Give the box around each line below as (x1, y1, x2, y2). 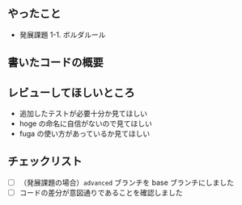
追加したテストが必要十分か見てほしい (19, 109, 147, 119)
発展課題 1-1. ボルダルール (19, 30, 106, 40)
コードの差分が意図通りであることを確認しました (19, 187, 183, 197)
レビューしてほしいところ (7, 86, 135, 99)
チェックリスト (7, 155, 83, 169)
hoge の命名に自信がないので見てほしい (19, 119, 153, 128)
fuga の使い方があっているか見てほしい (19, 129, 151, 139)
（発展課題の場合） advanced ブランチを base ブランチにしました (19, 178, 234, 187)
